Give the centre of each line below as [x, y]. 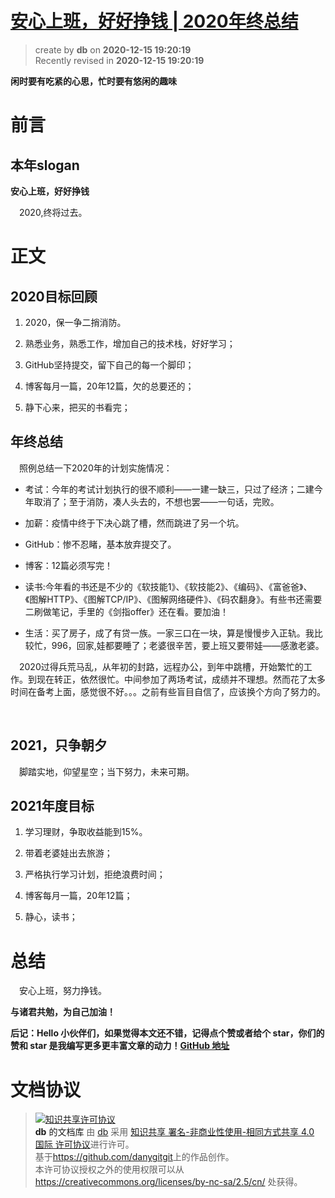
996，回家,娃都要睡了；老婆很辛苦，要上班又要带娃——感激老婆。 [188, 645]
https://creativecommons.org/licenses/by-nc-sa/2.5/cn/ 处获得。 [168, 1182]
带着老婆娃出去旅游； [68, 853]
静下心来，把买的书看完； [77, 407]
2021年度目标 [52, 805]
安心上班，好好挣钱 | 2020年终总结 [154, 21]
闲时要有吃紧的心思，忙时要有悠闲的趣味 [93, 81]
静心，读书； [51, 917]
